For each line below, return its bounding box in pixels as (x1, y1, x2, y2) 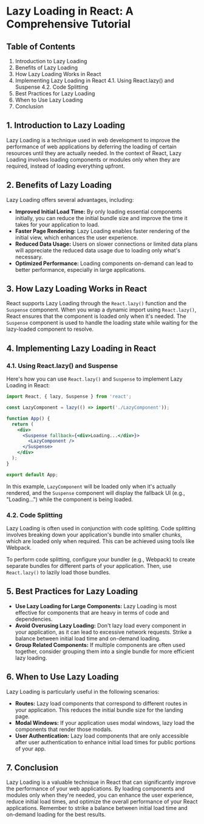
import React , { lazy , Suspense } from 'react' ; (6, 393, 132, 400)
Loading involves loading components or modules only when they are (6, 156, 180, 163)
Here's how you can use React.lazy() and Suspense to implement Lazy (6, 375, 183, 383)
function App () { (6, 415, 50, 421)
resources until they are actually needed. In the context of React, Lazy (6, 149, 182, 156)
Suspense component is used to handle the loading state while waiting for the (6, 319, 198, 327)
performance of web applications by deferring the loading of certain (6, 143, 177, 150)
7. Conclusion (6, 762, 59, 773)
